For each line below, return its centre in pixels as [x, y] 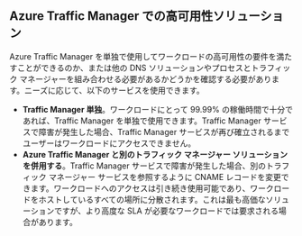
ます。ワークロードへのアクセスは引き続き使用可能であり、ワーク [152, 188]
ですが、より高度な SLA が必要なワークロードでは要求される [166, 211]
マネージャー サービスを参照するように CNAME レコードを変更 [165, 177]
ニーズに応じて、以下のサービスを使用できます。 [114, 90]
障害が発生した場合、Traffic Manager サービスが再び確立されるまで [164, 132]
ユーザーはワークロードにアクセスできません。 [109, 143]
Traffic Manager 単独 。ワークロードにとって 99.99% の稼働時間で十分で [158, 109]
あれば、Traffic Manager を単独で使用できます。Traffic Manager [142, 121]
